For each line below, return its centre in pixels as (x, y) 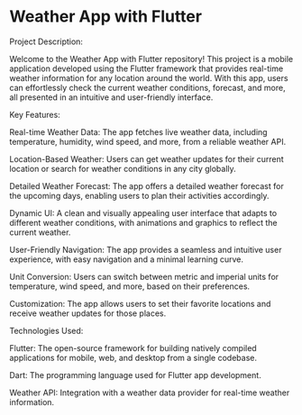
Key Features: (35, 114)
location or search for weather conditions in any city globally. (123, 168)
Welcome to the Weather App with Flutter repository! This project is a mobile (151, 59)
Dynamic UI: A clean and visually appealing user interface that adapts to (143, 212)
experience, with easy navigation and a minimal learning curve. (127, 259)
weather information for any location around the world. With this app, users (149, 77)
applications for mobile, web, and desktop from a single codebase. (133, 357)
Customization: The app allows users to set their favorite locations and (140, 303)
